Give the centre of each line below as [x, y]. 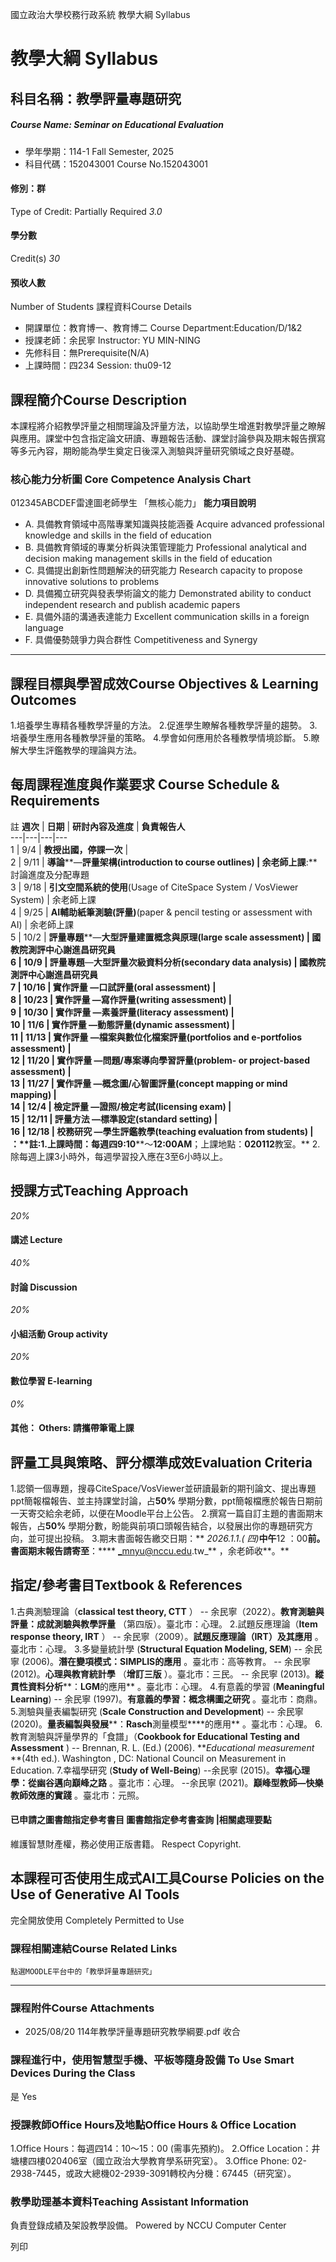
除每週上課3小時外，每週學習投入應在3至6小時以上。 [119, 1156]
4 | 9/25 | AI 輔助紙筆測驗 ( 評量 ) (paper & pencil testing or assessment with [161, 912]
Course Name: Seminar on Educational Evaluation [117, 125]
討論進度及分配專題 [50, 874]
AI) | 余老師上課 [42, 924]
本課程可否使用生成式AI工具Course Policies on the [167, 1878]
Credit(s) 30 [35, 258]
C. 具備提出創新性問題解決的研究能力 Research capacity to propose [163, 570]
